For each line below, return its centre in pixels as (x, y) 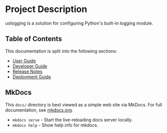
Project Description (46, 9)
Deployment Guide (32, 77)
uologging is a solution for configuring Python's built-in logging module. (79, 23)
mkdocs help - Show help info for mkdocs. (55, 125)
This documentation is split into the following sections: (61, 51)
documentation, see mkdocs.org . (39, 110)
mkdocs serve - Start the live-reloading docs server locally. (72, 119)
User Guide (24, 61)
